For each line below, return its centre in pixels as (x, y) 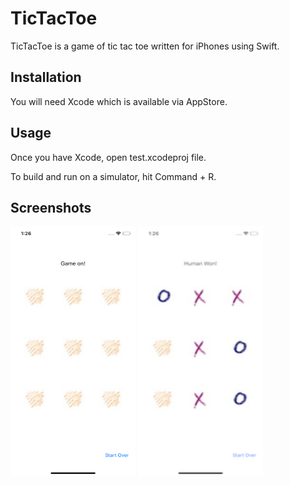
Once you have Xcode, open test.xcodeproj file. (108, 157)
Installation (46, 77)
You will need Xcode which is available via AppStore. (119, 101)
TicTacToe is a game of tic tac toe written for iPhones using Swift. (145, 46)
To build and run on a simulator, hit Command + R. (113, 176)
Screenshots (51, 207)
